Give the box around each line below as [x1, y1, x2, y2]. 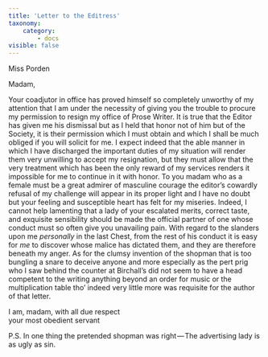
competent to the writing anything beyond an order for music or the [8, 274, 232, 284]
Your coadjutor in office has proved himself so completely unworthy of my [8, 95, 254, 105]
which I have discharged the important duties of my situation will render [8, 146, 246, 156]
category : [23, 27, 56, 35]
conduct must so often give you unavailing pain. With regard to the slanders [8, 223, 260, 233]
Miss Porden [8, 64, 51, 73]
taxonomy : [8, 19, 42, 27]
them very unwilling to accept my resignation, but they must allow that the [8, 154, 254, 165]
